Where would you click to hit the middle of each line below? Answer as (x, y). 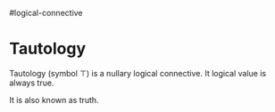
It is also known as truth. (54, 100)
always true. (32, 83)
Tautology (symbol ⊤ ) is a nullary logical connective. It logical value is (138, 73)
